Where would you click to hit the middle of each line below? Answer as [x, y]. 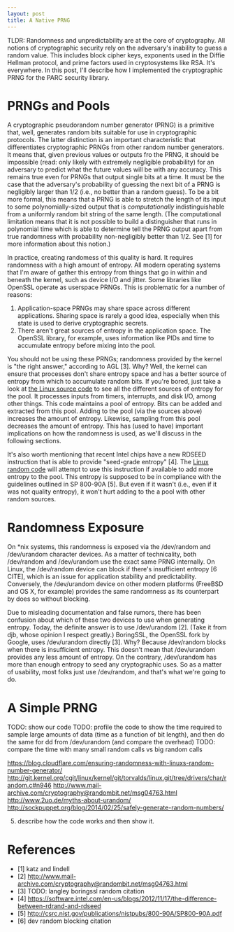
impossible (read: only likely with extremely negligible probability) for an [111, 162]
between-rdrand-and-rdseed [59, 906]
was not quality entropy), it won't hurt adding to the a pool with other [106, 492]
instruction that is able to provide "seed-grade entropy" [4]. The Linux [108, 462]
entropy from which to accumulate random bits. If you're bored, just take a [114, 382]
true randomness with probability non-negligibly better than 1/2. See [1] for [115, 237]
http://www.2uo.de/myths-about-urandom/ [69, 800]
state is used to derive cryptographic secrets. [83, 324]
